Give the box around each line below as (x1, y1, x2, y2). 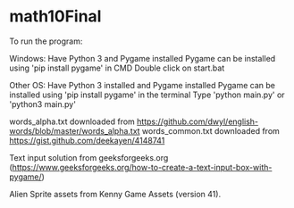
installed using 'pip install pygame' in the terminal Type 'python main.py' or (9, 89, 285, 100)
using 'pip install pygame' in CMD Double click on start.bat (9, 62, 225, 73)
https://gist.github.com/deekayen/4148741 (9, 135, 165, 146)
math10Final (9, 6, 102, 27)
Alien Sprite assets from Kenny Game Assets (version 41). (9, 188, 222, 199)
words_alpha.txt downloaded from (9, 116, 136, 127)
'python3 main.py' (9, 98, 76, 109)
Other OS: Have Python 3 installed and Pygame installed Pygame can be (9, 79, 275, 90)
